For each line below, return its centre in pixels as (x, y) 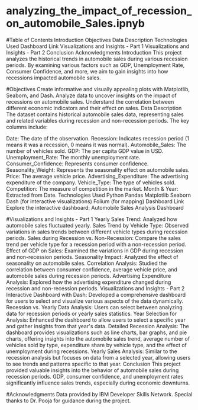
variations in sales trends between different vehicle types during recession (97, 232)
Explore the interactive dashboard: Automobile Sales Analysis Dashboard (95, 207)
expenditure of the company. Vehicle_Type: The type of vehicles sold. (91, 182)
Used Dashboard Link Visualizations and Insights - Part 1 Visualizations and (98, 46)
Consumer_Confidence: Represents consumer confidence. (77, 164)
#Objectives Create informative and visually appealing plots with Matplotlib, (98, 89)
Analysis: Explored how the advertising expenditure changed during (89, 282)
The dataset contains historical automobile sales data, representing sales (95, 114)
